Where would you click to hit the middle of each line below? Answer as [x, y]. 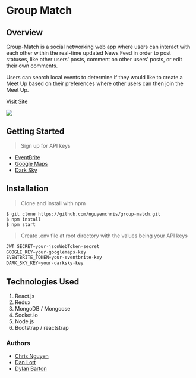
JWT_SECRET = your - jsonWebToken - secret [53, 246]
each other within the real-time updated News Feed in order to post [88, 53]
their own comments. [32, 66]
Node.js [24, 321]
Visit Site [17, 101]
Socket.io [26, 315]
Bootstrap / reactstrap [42, 327]
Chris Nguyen [31, 356]
